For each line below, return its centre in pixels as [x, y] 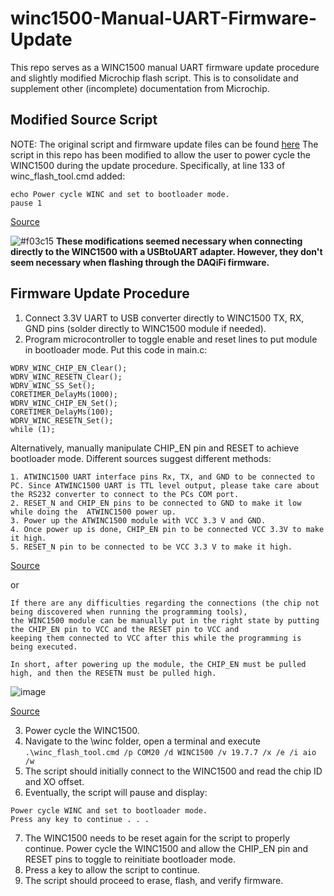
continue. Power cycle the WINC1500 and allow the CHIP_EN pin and [166, 848]
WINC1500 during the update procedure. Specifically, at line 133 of [148, 165]
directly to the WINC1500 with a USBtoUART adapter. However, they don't [166, 251]
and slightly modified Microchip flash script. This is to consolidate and [154, 78]
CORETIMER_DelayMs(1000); [64, 394]
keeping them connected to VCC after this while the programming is [156, 638]
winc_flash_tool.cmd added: [68, 176]
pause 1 [26, 203]
